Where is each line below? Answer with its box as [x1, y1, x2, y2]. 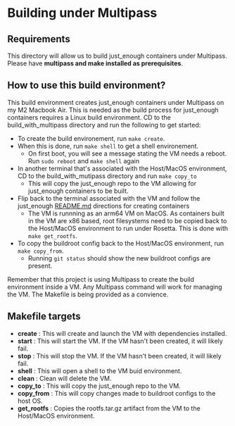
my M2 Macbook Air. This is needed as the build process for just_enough [7, 106, 220, 114]
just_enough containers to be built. [27, 187, 129, 195]
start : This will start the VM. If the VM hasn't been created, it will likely [17, 337, 223, 345]
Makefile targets [7, 311, 81, 322]
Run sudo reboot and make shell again [27, 156, 139, 165]
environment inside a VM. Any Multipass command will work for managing [7, 282, 223, 291]
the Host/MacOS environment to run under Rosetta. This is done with [27, 224, 229, 232]
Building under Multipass [7, 5, 158, 21]
